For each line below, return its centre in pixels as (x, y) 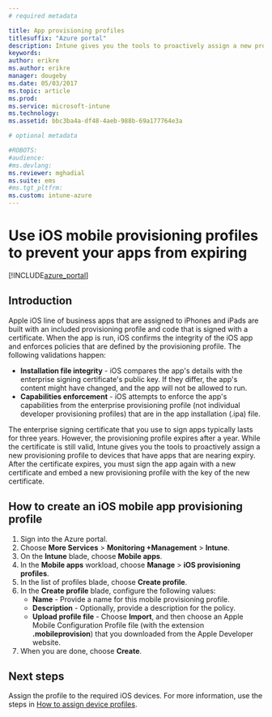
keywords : (25, 54)
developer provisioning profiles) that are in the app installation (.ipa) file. (140, 414)
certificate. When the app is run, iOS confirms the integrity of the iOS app (131, 337)
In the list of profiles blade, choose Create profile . (104, 582)
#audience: (27, 158)
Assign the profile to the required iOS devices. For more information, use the (136, 696)
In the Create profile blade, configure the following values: (118, 590)
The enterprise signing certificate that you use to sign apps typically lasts (131, 429)
